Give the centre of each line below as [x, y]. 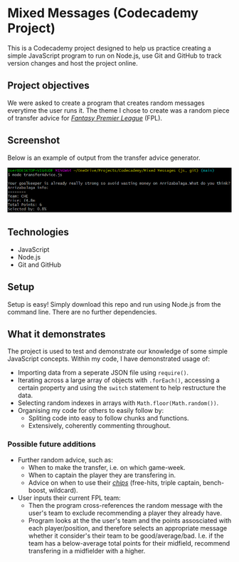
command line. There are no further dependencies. [82, 312]
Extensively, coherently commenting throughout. [100, 426]
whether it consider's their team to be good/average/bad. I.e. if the [126, 536]
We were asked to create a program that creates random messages [106, 103]
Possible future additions [52, 444]
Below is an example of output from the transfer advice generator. [104, 158]
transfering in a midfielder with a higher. [87, 551]
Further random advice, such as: [65, 460]
